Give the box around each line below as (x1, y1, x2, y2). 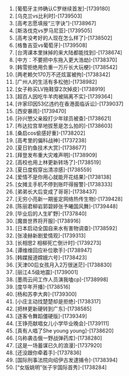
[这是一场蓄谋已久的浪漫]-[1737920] (15, 342, 102, 348)
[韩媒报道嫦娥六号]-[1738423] (15, 254, 87, 261)
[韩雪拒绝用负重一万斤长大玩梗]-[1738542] (15, 64, 118, 70)
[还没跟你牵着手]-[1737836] (15, 349, 82, 356)
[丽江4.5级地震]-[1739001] (15, 269, 78, 275)
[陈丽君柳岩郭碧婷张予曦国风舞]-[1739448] (15, 203, 118, 210)
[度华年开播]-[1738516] (15, 283, 71, 290)
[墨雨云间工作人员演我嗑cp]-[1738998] (15, 276, 109, 283)
